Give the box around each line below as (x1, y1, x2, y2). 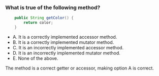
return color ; (23, 20, 53, 25)
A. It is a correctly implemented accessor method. (12, 34, 117, 40)
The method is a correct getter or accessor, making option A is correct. (5, 65, 154, 71)
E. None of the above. (12, 55, 58, 61)
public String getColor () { (14, 16, 74, 21)
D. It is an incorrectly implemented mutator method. (12, 50, 121, 56)
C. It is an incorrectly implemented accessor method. (12, 44, 124, 50)
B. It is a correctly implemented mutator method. (12, 39, 114, 45)
